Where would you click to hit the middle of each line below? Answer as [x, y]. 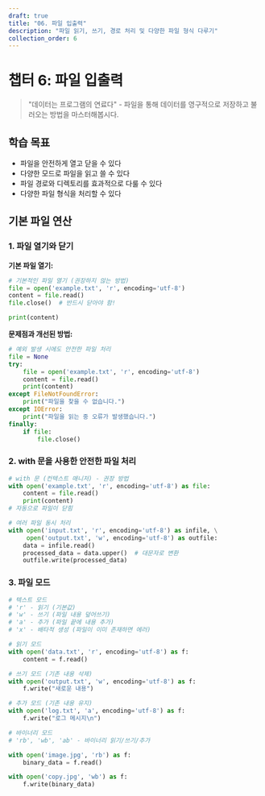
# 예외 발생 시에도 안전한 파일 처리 [60, 350]
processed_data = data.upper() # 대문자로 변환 [101, 553]
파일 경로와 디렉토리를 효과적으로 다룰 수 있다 [91, 183]
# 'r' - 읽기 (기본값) [42, 607]
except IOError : [35, 409]
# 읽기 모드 [25, 645]
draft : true [28, 16]
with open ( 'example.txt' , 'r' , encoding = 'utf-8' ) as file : [110, 486]
